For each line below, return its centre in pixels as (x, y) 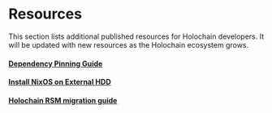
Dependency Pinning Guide (56, 63)
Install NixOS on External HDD (60, 82)
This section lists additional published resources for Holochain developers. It (136, 36)
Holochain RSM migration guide (63, 100)
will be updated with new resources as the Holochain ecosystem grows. (129, 44)
